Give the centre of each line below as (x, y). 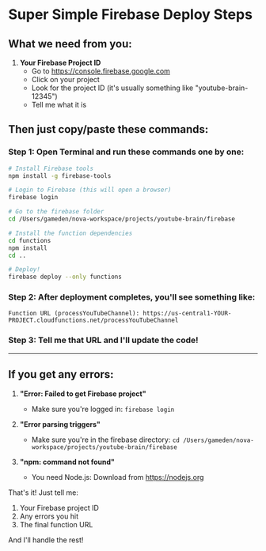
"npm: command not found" (67, 462)
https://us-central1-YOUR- (187, 314)
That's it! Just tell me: (44, 493)
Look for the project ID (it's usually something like (112, 88)
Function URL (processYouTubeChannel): (74, 314)
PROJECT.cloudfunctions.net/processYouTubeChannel (93, 321)
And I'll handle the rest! (46, 540)
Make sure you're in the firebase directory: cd (106, 440)
